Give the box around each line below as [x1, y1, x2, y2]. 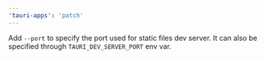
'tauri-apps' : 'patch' [8, 11, 84, 20]
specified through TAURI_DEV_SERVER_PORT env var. [8, 41, 172, 51]
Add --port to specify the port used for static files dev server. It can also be [8, 33, 258, 42]
